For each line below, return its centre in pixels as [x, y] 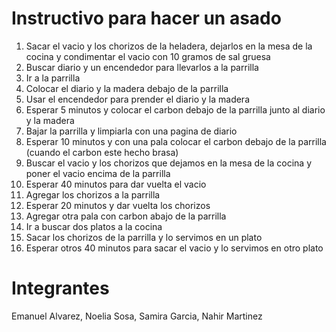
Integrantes [60, 288]
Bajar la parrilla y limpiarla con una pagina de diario [131, 131]
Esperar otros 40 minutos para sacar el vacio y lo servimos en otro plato [174, 248]
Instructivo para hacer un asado [146, 18]
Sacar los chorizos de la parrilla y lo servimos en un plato [144, 237]
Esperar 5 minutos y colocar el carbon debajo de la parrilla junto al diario [175, 109]
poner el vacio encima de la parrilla [98, 173]
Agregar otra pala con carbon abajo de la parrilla [126, 216]
